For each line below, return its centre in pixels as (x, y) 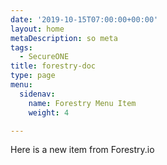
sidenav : (37, 94)
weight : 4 (49, 112)
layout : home (37, 29)
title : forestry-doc (53, 66)
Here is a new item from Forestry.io (82, 150)
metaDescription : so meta (64, 38)
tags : (21, 47)
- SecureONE (44, 57)
